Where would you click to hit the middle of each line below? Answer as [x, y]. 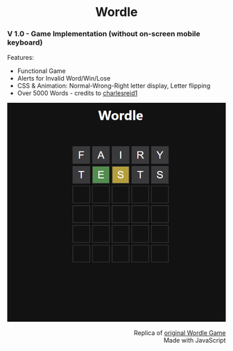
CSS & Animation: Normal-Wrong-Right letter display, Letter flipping [114, 86]
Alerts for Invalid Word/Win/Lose [64, 79]
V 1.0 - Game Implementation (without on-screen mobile [104, 34]
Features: [21, 58]
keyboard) [25, 42]
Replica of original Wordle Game [180, 333]
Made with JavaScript [195, 341]
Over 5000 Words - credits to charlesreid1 [77, 93]
